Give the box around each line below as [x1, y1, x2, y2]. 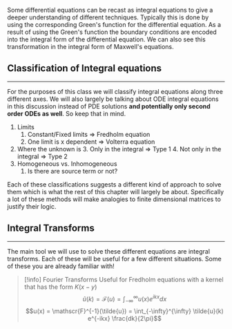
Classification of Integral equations [7, 62, 162, 75]
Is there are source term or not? [27, 167, 118, 175]
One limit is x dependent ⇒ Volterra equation [27, 138, 155, 146]
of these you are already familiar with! [7, 262, 115, 270]
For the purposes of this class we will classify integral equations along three [7, 87, 223, 95]
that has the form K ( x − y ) [23, 283, 97, 291]
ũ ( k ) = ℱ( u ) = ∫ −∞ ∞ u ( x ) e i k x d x [82, 293, 167, 305]
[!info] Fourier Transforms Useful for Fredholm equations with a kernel [23, 275, 224, 283]
